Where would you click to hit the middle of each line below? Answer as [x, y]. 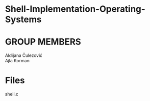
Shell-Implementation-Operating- [75, 9]
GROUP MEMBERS [43, 42]
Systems [23, 19]
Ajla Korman [17, 61]
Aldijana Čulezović [24, 55]
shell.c [12, 94]
